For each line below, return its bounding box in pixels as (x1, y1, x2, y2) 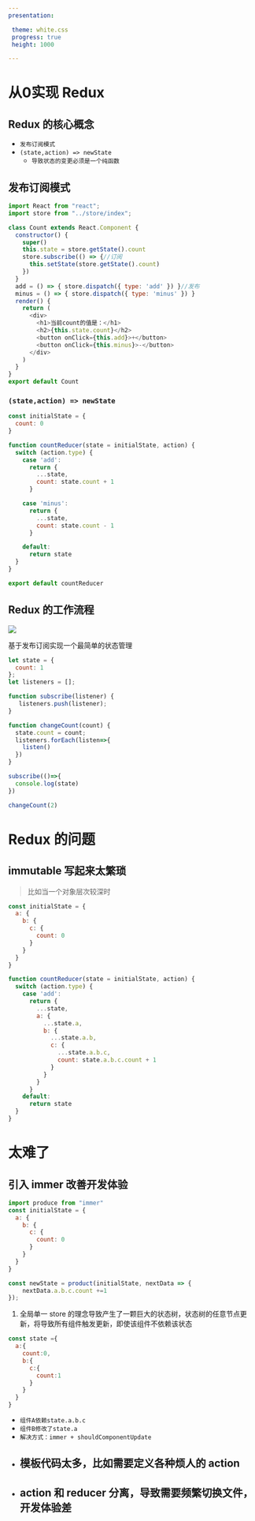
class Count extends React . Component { (8, 223, 139, 231)
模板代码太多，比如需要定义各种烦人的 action (19, 1457, 240, 1470)
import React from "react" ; (8, 202, 101, 210)
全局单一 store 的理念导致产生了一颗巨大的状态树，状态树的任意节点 (19, 1309, 241, 1319)
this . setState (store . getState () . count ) (28, 260, 160, 268)
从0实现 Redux (8, 84, 105, 102)
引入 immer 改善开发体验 (8, 1178, 128, 1191)
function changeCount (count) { (8, 721, 111, 729)
